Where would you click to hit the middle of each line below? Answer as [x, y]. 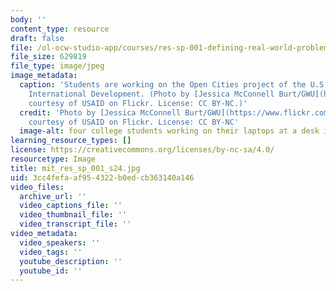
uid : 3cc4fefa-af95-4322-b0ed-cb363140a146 [102, 177]
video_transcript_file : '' [75, 224]
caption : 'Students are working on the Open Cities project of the [163, 85]
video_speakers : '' [60, 242]
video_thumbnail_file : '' [73, 215]
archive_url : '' [53, 196]
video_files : [37, 187]
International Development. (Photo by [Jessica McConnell [151, 94]
